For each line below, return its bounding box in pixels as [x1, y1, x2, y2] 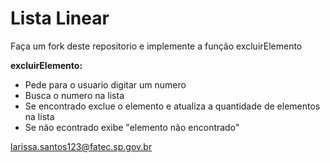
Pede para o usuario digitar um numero [24, 78, 187, 91]
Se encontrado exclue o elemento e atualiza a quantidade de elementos [24, 100, 321, 112]
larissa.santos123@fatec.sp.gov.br [10, 140, 153, 152]
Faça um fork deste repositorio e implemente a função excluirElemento [10, 40, 303, 52]
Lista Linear [10, 7, 110, 30]
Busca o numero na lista [24, 89, 125, 101]
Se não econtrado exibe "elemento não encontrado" [24, 121, 240, 133]
